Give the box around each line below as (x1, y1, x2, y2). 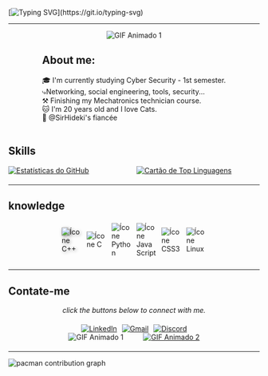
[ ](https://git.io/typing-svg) (8, 8, 144, 17)
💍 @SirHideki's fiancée (41, 113, 118, 122)
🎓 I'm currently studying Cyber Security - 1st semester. (41, 75, 227, 85)
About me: (41, 53, 96, 67)
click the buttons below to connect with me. (62, 306, 206, 315)
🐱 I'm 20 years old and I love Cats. (41, 104, 157, 113)
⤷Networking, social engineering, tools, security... (41, 86, 205, 96)
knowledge (8, 200, 65, 213)
